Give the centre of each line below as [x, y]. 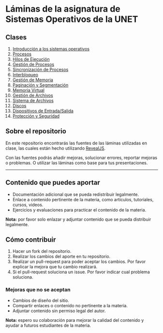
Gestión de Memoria [33, 80]
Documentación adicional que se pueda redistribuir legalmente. [76, 194]
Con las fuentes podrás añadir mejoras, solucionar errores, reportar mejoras [81, 158]
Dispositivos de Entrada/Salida [43, 111]
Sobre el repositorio [36, 131]
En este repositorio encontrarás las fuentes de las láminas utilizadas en [76, 143]
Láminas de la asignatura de [63, 9]
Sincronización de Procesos [40, 70]
